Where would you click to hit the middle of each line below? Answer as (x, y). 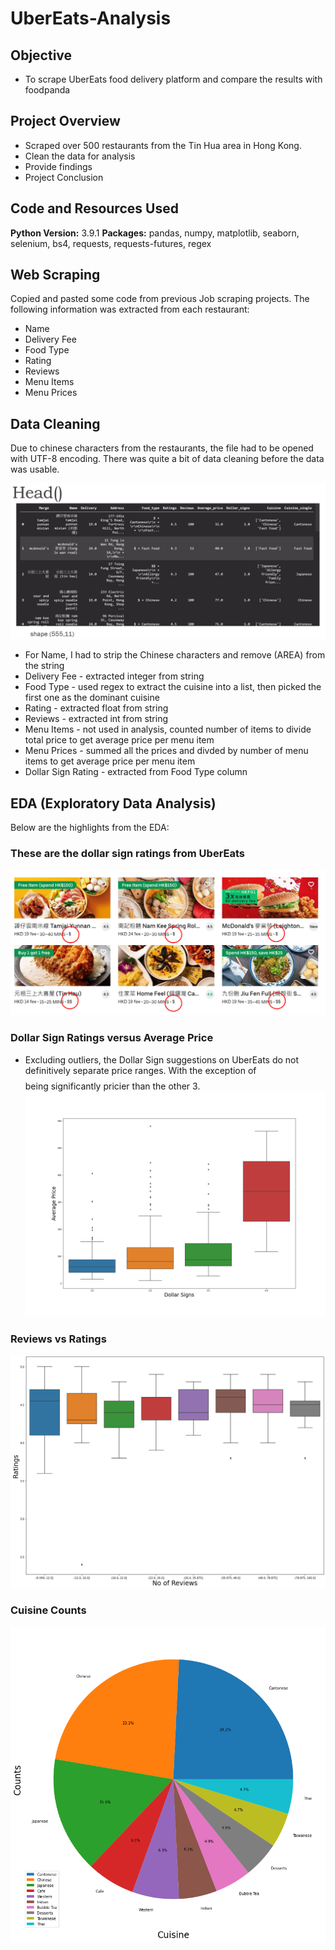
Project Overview (65, 121)
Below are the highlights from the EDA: (90, 828)
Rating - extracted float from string (96, 708)
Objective (41, 55)
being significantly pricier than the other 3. (112, 1086)
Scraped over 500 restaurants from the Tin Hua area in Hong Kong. (163, 145)
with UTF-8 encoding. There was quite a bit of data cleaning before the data (167, 459)
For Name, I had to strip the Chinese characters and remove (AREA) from (175, 655)
